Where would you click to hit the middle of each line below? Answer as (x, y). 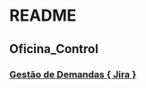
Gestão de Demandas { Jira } (73, 75)
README (43, 16)
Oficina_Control (54, 49)
